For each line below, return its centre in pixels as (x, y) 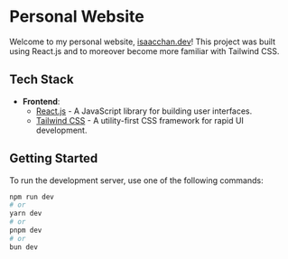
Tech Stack (42, 80)
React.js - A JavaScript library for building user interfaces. (144, 111)
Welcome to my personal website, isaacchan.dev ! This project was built (142, 42)
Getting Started (54, 158)
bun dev (24, 247)
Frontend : (41, 101)
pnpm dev (26, 231)
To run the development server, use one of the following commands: (136, 180)
